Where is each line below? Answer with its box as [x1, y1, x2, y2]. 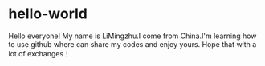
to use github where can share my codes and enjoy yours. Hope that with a [8, 39, 257, 49]
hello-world [8, 5, 88, 23]
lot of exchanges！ [8, 49, 71, 58]
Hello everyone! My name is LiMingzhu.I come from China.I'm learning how [8, 31, 257, 41]
